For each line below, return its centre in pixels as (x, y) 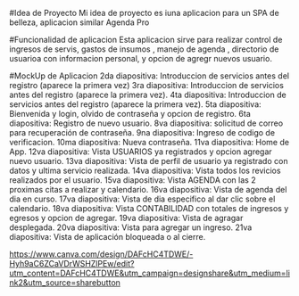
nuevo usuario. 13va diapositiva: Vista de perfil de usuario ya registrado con (149, 161)
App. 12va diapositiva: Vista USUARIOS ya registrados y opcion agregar (141, 152)
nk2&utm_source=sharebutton (65, 283)
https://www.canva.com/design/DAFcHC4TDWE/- (101, 254)
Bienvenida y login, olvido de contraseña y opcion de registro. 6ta (130, 114)
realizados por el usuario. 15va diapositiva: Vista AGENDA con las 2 (133, 180)
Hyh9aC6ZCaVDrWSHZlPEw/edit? (72, 263)
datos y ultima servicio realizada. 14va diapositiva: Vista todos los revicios (145, 170)
